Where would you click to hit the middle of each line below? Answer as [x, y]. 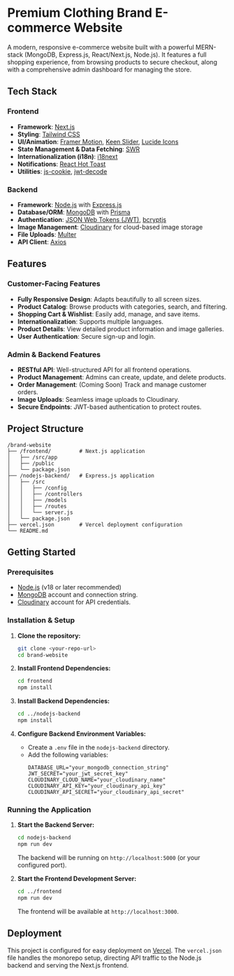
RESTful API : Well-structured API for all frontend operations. [104, 370]
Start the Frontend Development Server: [77, 879]
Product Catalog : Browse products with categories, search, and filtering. [122, 307]
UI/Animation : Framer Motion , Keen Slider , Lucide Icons [98, 141]
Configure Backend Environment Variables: [82, 734]
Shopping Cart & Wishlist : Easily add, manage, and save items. [109, 314]
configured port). [42, 865]
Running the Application [49, 809]
